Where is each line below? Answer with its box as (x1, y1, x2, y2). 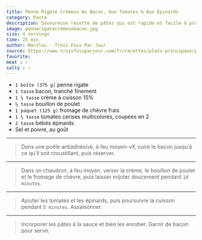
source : (6, 48, 26, 54)
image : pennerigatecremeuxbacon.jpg (6, 25, 98, 32)
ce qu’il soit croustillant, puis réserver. (20, 150, 115, 157)
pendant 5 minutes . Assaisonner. (20, 203, 103, 211)
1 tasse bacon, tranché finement (14, 88, 97, 95)
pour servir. (20, 227, 50, 235)
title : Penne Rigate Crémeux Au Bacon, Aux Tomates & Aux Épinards (6, 8, 179, 15)
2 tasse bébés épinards (14, 120, 74, 127)
